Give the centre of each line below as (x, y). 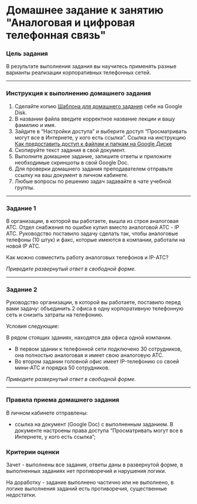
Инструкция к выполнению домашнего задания (79, 94)
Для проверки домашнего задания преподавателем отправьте (94, 169)
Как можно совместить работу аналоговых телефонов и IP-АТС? (87, 258)
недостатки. (21, 495)
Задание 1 (21, 208)
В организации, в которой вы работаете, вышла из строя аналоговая (92, 221)
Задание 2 (22, 290)
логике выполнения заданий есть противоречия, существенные (86, 488)
